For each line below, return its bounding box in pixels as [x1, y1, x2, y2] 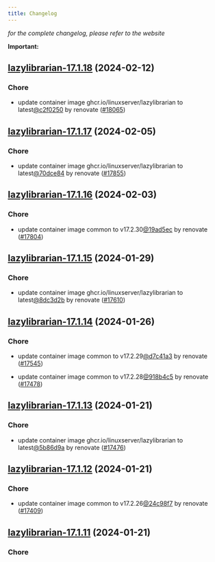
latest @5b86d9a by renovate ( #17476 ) [17, 443, 126, 451]
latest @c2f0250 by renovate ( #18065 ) [17, 106, 126, 114]
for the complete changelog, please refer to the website [8, 29, 165, 37]
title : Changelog [8, 10, 58, 17]
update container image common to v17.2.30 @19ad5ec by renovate [17, 225, 208, 234]
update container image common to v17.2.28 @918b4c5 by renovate [17, 372, 209, 381]
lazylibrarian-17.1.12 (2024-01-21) [8, 463, 153, 475]
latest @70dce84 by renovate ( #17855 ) [17, 169, 126, 177]
